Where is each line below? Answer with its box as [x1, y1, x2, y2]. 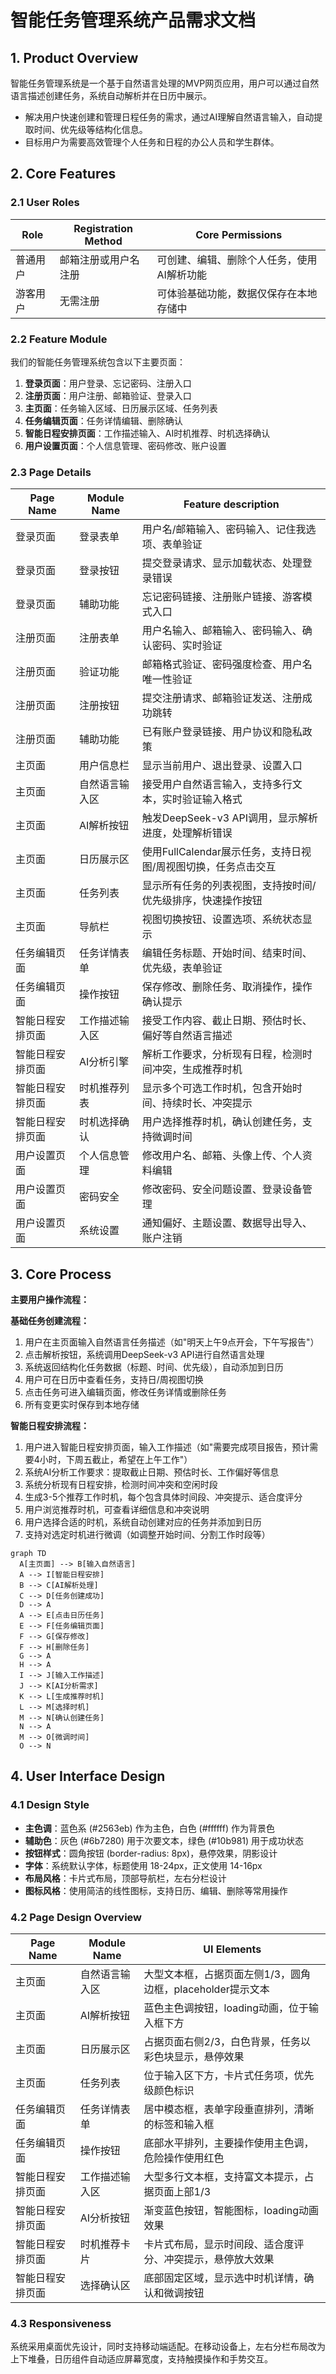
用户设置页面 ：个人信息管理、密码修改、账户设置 [24, 439, 227, 451]
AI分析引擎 [78, 1055, 130, 1069]
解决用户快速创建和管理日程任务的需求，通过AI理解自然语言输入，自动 [24, 111, 315, 123]
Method [84, 234, 123, 248]
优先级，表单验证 [141, 961, 223, 975]
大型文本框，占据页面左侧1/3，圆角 [143, 1967, 312, 1981]
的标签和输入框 [143, 2117, 215, 2131]
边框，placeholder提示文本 [143, 1982, 270, 1996]
